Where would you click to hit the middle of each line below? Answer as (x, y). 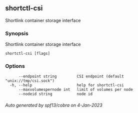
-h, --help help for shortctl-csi (67, 85)
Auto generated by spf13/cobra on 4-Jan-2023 (54, 105)
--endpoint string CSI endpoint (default (71, 77)
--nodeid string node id (55, 94)
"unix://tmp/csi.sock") (30, 81)
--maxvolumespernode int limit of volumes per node (76, 90)
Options (15, 66)
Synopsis (17, 33)
